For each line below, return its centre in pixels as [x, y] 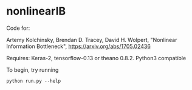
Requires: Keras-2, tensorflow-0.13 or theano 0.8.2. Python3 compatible [96, 58]
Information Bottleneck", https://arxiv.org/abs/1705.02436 [78, 46]
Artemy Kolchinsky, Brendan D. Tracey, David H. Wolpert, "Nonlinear [92, 40]
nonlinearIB [36, 11]
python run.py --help [34, 81]
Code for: [18, 28]
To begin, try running [33, 70]
